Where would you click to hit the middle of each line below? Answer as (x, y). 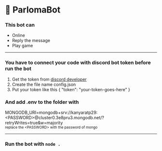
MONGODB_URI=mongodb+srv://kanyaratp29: (51, 112)
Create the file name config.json (44, 84)
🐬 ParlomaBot (33, 10)
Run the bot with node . (33, 144)
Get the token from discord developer (49, 79)
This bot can (20, 25)
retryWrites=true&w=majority (34, 123)
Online (18, 35)
